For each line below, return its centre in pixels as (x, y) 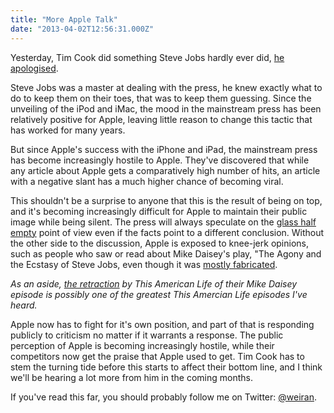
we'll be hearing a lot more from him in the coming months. (131, 377)
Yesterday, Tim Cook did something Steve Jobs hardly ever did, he (147, 57)
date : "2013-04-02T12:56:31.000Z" (82, 29)
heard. (24, 305)
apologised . (34, 68)
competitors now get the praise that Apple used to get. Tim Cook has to (157, 356)
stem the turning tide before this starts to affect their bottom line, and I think (166, 367)
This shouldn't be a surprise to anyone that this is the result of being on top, (166, 200)
